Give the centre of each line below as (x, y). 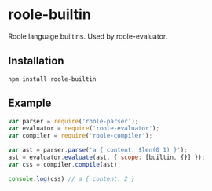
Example (30, 103)
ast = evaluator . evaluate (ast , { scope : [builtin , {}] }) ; (107, 158)
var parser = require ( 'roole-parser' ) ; (73, 121)
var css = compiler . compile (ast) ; (65, 164)
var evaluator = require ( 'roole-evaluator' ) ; (84, 129)
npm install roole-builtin (52, 79)
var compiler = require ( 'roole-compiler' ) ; (80, 136)
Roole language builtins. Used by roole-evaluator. (88, 36)
